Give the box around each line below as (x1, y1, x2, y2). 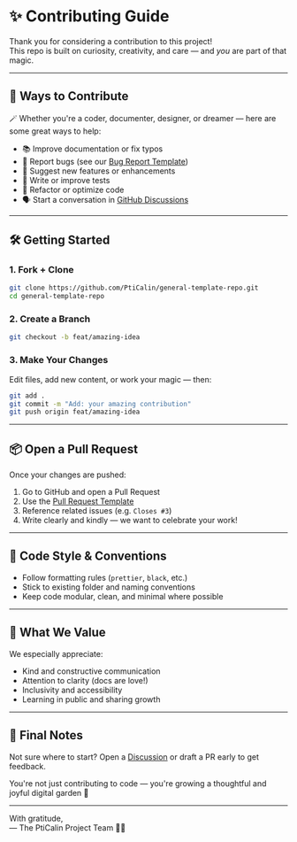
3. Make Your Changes (9, 354, 109, 367)
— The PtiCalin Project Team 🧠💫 (9, 822, 126, 833)
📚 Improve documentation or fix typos (21, 143, 164, 154)
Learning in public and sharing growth (21, 693, 161, 705)
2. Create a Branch (9, 313, 91, 325)
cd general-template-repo (9, 292, 104, 301)
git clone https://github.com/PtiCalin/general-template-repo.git (9, 283, 259, 293)
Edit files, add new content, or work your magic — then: (9, 374, 212, 384)
